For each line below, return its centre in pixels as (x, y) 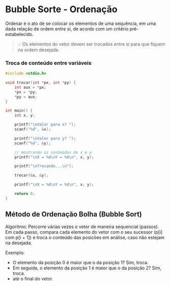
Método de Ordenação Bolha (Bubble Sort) (74, 214)
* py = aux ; (26, 97)
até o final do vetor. (33, 278)
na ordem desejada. (39, 50)
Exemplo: (15, 252)
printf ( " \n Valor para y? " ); (45, 138)
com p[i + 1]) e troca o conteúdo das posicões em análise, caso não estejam (85, 237)
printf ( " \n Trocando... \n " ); (44, 166)
